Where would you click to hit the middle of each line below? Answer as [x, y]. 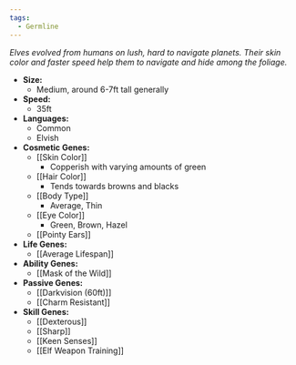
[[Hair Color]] [61, 176]
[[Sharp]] [53, 331]
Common [53, 127]
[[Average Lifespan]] [75, 253]
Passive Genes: [53, 282]
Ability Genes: [51, 263]
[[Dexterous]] [61, 321]
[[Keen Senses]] [66, 340]
